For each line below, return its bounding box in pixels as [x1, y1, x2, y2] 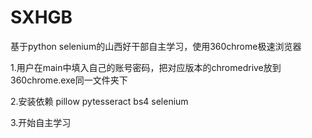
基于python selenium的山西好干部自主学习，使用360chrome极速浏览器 [10, 40, 302, 52]
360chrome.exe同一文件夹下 [10, 74, 128, 86]
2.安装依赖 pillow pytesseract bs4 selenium [10, 95, 189, 107]
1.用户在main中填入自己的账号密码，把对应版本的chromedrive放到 [10, 61, 282, 73]
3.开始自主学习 [10, 116, 72, 128]
